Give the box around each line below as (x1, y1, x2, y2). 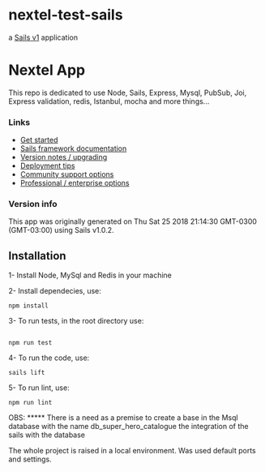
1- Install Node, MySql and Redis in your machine (8, 270, 173, 281)
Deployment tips (19, 161, 75, 171)
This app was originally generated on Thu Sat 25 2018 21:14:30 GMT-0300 (8, 217, 258, 226)
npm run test (8, 339, 53, 347)
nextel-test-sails (8, 6, 123, 24)
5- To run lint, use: (8, 383, 71, 393)
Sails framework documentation (19, 144, 127, 153)
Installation (8, 249, 66, 263)
